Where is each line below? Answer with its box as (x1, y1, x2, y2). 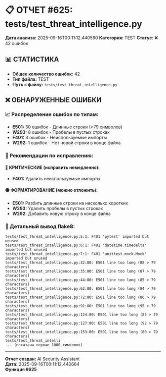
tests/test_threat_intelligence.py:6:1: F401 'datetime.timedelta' (5, 243, 147, 248)
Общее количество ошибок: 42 (12, 71, 80, 77)
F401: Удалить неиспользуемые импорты (12, 175, 100, 181)
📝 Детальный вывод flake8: (5, 223, 75, 230)
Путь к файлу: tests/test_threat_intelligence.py (12, 81, 118, 87)
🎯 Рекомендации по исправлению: (5, 152, 94, 159)
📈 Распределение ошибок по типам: (5, 111, 99, 118)
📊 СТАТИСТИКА (5, 55, 59, 64)
